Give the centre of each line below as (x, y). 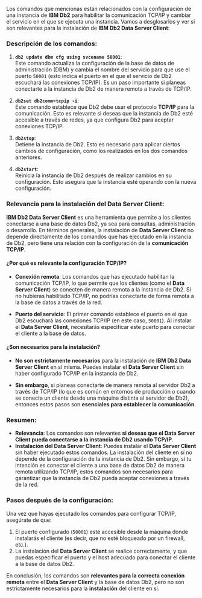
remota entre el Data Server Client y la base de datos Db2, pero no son (96, 582)
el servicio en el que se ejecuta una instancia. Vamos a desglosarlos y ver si (101, 21)
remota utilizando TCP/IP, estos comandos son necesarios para (94, 472)
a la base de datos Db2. (44, 564)
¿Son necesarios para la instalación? (53, 347)
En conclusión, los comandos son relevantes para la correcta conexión (96, 575)
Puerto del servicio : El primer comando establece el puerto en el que (101, 314)
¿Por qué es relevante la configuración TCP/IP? (67, 263)
